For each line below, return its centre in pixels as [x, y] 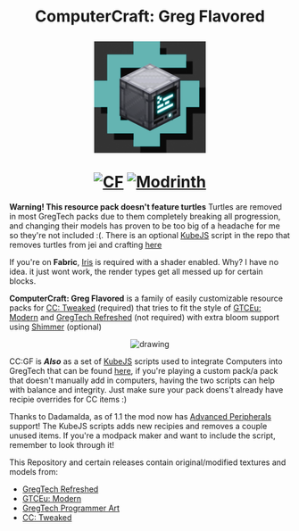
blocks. [23, 281]
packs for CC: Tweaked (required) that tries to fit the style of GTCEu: [135, 307]
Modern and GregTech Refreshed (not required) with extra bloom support [144, 317]
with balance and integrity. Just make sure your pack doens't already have [146, 389]
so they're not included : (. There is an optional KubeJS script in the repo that [149, 235]
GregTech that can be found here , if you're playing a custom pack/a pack [144, 370]
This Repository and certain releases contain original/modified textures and [148, 462]
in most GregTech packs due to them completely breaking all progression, [145, 216]
